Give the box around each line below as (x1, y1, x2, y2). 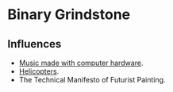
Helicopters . (18, 67, 60, 76)
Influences (7, 37, 62, 51)
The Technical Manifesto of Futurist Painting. (18, 75, 166, 84)
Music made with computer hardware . (18, 58, 144, 67)
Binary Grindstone (7, 6, 131, 24)
